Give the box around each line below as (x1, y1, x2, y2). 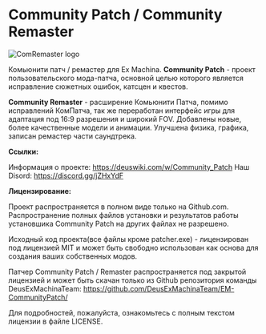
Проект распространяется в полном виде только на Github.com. (8, 202, 229, 211)
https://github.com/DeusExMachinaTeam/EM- (83, 284, 235, 293)
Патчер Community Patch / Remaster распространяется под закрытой (8, 267, 247, 276)
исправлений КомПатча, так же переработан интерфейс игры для (8, 106, 236, 115)
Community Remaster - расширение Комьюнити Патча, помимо (8, 97, 228, 107)
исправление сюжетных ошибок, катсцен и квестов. (8, 82, 188, 91)
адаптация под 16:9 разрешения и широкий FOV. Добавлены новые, (8, 114, 242, 123)
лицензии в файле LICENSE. (8, 316, 103, 326)
